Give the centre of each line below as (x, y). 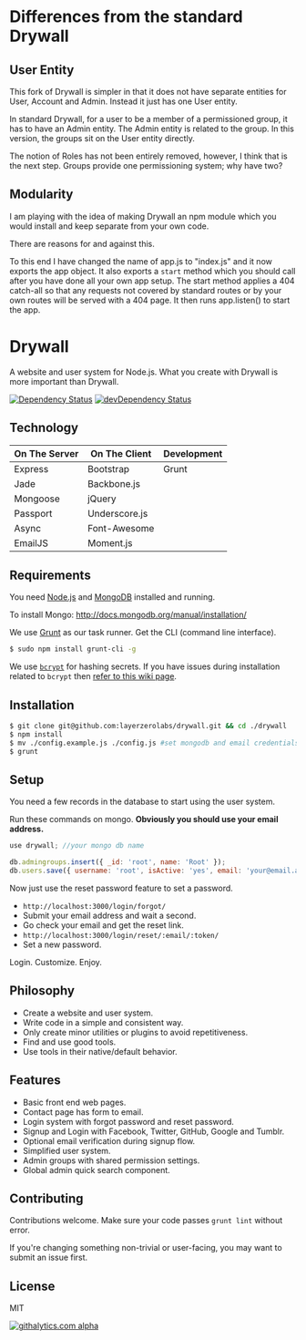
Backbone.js (114, 483)
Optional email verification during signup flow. (109, 1140)
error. (20, 1230)
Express (31, 469)
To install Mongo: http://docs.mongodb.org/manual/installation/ (128, 615)
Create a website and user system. (88, 1013)
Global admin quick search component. (96, 1170)
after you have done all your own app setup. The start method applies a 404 (152, 281)
